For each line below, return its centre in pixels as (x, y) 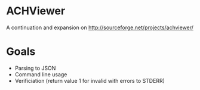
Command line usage (41, 74)
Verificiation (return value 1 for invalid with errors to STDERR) (90, 80)
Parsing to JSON (35, 68)
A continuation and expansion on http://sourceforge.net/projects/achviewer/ (100, 27)
